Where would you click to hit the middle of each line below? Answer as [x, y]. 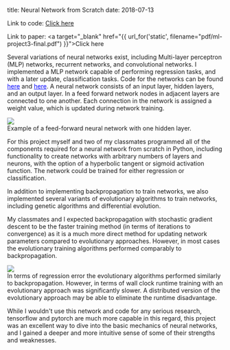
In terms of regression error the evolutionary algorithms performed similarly [114, 276]
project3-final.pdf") [35, 44]
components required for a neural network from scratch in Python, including [115, 149]
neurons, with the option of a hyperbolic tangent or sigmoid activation [106, 163]
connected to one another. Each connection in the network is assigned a [110, 101]
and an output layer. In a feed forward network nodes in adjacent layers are [113, 93]
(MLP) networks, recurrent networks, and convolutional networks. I [102, 64]
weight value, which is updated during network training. [86, 108]
